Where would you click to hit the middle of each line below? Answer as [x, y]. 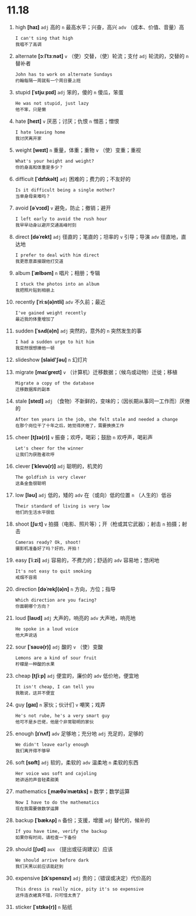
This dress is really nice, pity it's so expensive [79, 889]
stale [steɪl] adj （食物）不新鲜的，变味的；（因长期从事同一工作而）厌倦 [102, 401]
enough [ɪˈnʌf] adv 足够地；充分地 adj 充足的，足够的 [79, 733]
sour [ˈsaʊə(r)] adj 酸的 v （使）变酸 [59, 647]
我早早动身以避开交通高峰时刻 [46, 225]
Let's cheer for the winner [49, 448]
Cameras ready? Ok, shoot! [48, 542]
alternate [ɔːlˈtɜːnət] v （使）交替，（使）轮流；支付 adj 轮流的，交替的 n [102, 56]
